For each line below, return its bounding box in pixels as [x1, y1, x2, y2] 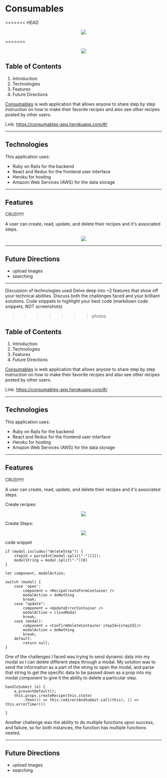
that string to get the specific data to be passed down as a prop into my [5, 669, 152, 675]
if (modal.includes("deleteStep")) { [5, 549, 83, 554]
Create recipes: [5, 501, 37, 507]
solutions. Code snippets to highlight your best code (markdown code [5, 298, 148, 304]
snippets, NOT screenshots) [5, 303, 63, 309]
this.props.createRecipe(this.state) [14, 693, 92, 698]
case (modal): [14, 619, 43, 624]
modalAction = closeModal [23, 610, 77, 615]
